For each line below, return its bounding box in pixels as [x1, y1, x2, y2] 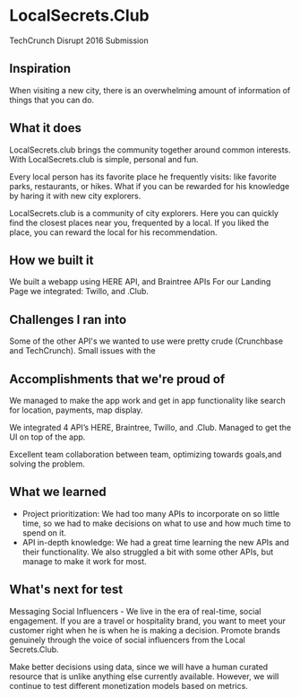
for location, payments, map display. [9, 405, 143, 415]
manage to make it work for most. [21, 555, 147, 566]
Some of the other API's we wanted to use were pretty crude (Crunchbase [9, 336, 284, 346]
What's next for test [9, 582, 124, 598]
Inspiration [9, 61, 72, 76]
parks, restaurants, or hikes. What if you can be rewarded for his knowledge [9, 180, 290, 191]
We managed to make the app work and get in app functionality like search [9, 396, 286, 406]
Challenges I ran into [9, 311, 127, 327]
